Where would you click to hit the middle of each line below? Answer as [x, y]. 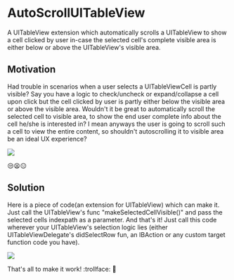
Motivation [32, 69]
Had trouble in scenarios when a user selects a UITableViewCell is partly [112, 87]
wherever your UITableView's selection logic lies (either [88, 227]
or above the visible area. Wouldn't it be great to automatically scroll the [111, 109]
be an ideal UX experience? [47, 139]
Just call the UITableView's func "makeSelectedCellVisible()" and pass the [115, 212]
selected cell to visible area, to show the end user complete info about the [114, 116]
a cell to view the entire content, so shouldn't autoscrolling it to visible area [116, 131]
